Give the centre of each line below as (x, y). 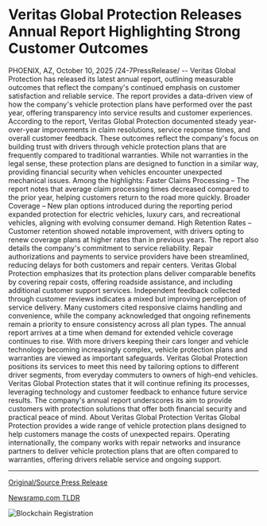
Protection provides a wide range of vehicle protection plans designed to (127, 425)
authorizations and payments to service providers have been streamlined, (129, 256)
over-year (25, 130)
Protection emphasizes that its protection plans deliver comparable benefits (132, 273)
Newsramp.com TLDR (44, 497)
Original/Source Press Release (58, 482)
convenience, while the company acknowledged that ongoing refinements (130, 315)
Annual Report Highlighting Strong (124, 31)
